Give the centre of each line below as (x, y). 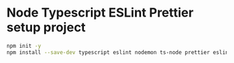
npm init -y (24, 46)
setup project (46, 27)
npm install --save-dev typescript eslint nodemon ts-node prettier (108, 52)
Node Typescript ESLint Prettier (100, 13)
